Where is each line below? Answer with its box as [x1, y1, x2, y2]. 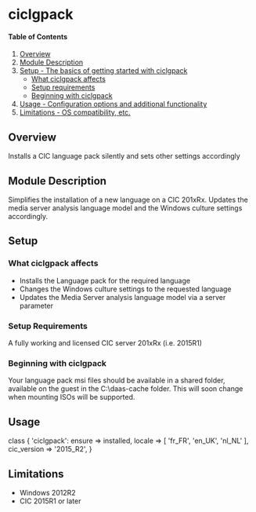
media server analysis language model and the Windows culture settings [8, 203, 243, 213]
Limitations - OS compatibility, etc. [19, 108, 131, 117]
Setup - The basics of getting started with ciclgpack [19, 66, 188, 75]
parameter [19, 301, 53, 310]
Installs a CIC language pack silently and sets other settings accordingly [8, 152, 240, 161]
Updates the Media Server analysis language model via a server [19, 292, 226, 302]
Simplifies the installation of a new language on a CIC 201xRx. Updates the [8, 195, 248, 205]
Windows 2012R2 [19, 488, 76, 497]
